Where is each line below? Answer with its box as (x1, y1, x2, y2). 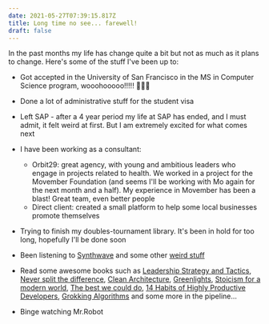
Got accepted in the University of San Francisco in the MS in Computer (19, 73, 255, 82)
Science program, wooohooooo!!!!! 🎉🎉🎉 (19, 81, 151, 90)
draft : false (8, 26, 52, 34)
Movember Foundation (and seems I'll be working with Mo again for (31, 177, 255, 186)
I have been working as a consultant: (19, 145, 142, 154)
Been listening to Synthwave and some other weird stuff (19, 250, 206, 260)
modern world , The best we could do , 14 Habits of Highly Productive (19, 283, 246, 293)
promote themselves (31, 211, 100, 221)
